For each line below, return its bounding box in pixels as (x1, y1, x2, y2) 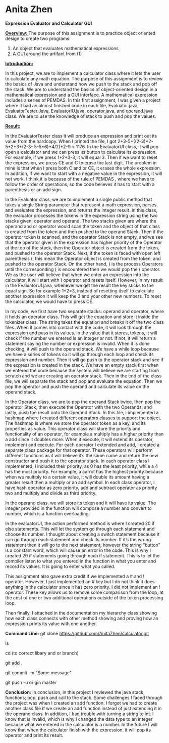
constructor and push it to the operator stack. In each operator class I (5, 458, 150, 464)
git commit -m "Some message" (5, 669, 72, 676)
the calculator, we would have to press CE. (5, 298, 94, 304)
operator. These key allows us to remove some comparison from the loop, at (5, 589, 164, 595)
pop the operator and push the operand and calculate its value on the (5, 383, 150, 389)
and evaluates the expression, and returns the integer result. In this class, (5, 207, 158, 213)
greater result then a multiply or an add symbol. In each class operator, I (5, 479, 155, 485)
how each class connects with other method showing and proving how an (5, 615, 159, 621)
